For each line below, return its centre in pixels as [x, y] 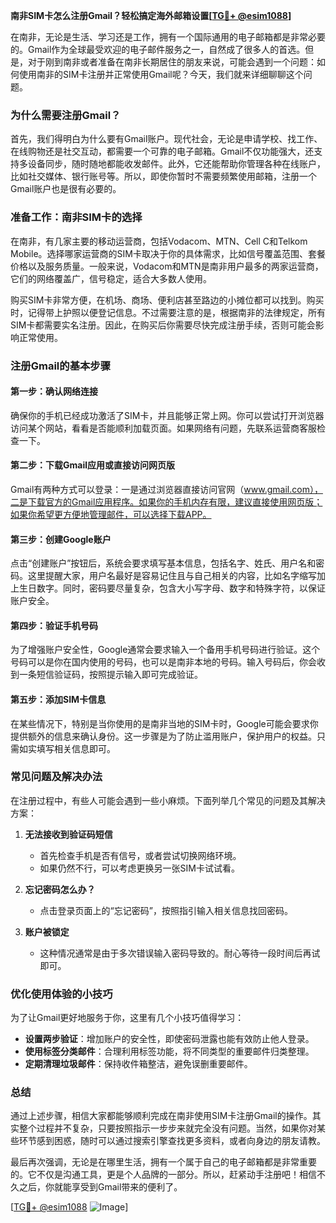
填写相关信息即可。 [76, 748]
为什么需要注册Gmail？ [66, 115]
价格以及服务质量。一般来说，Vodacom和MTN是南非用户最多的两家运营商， [167, 266]
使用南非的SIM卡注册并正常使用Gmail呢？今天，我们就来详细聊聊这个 [161, 74]
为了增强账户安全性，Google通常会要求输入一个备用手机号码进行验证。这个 [165, 650]
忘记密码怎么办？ [60, 889]
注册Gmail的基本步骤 [61, 366]
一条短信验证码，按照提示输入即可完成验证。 [110, 675]
